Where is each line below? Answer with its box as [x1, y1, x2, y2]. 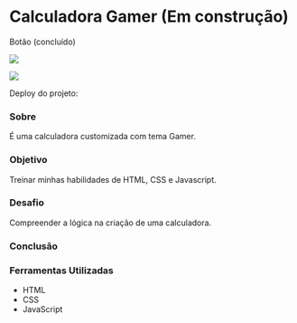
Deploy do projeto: [9, 88, 79, 99]
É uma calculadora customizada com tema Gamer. [9, 131, 197, 142]
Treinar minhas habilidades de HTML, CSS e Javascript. [9, 174, 217, 185]
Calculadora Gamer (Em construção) [9, 6, 289, 27]
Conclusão [9, 240, 59, 252]
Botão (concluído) [9, 36, 76, 47]
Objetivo [9, 154, 48, 166]
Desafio [9, 196, 45, 209]
